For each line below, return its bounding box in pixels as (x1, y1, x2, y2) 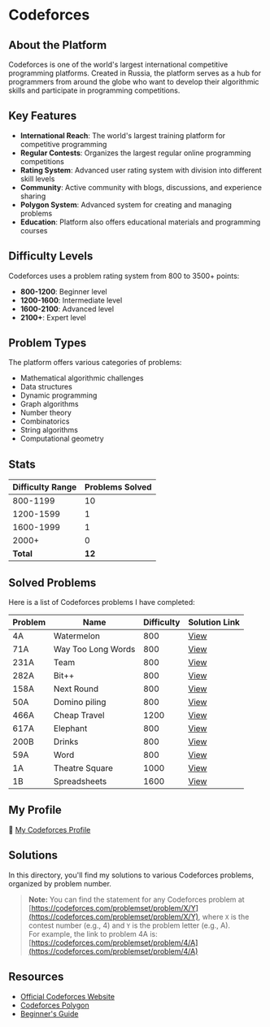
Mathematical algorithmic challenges (20, 373, 144, 383)
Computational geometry (20, 433, 104, 444)
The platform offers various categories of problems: (8, 358, 182, 368)
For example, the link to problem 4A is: (28, 929, 159, 938)
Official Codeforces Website (20, 991, 115, 1001)
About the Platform (8, 38, 107, 52)
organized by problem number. (8, 878, 112, 888)
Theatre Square (53, 763, 114, 774)
